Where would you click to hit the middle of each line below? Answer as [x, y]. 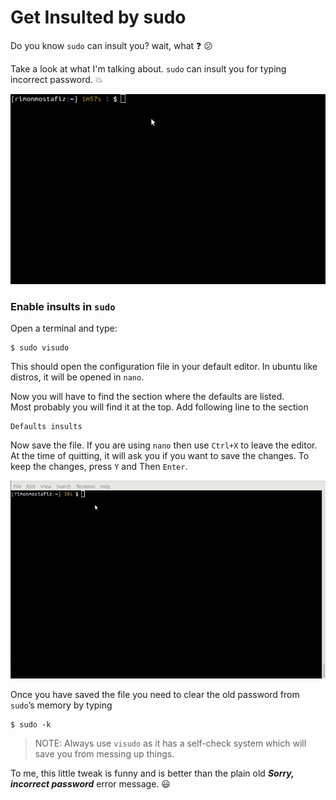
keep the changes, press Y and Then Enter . [99, 467]
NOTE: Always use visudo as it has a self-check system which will [170, 743]
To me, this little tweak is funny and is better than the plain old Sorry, [152, 773]
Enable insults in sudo [63, 306]
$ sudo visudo [40, 348]
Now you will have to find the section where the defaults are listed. [147, 397]
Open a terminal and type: [64, 328]
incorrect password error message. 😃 [90, 783]
